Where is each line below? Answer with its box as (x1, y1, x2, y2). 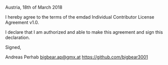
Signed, (5, 44, 21, 50)
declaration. (5, 35, 30, 40)
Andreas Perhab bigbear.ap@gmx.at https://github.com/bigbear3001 (5, 54, 148, 60)
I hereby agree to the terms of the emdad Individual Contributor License (5, 14, 155, 20)
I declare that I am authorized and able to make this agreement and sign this (5, 29, 163, 35)
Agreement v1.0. (5, 20, 39, 25)
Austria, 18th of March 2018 (5, 5, 63, 10)
